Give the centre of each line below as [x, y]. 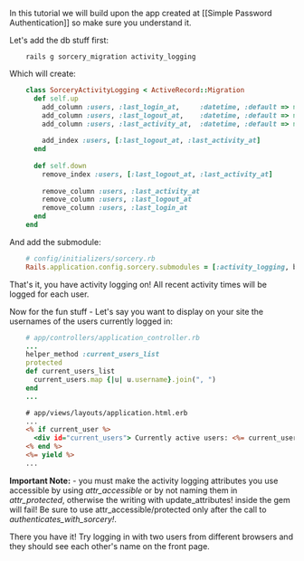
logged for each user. [49, 294]
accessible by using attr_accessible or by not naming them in [123, 490]
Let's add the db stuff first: [59, 40]
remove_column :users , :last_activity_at [121, 191]
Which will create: [43, 73]
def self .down [60, 166]
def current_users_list [71, 371]
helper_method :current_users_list [93, 355]
